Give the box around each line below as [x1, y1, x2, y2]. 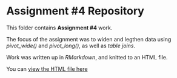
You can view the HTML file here [6, 65, 88, 73]
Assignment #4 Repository [6, 4, 144, 18]
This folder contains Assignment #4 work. [6, 24, 113, 31]
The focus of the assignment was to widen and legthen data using [6, 35, 172, 43]
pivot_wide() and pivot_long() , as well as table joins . [6, 42, 135, 49]
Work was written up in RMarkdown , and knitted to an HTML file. [6, 53, 168, 61]
